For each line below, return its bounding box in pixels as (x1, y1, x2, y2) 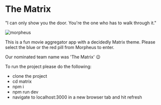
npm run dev (12, 89, 39, 95)
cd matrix (12, 78, 32, 84)
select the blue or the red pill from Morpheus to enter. (5, 44, 115, 50)
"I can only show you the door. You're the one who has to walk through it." (5, 20, 157, 26)
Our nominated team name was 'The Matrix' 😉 (5, 53, 101, 60)
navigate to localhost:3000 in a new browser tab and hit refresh (12, 94, 142, 100)
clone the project (12, 73, 48, 79)
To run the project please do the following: (5, 63, 92, 69)
